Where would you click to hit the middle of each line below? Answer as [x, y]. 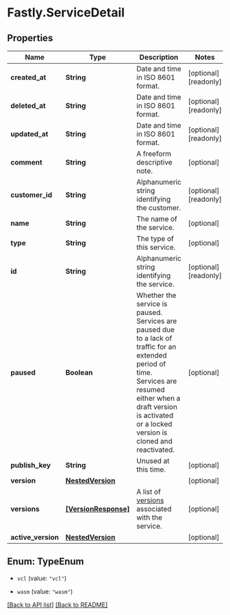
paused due [156, 329]
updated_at [29, 134]
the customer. [159, 208]
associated [154, 509]
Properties [30, 38]
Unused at [153, 461]
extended [152, 355]
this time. [151, 469]
